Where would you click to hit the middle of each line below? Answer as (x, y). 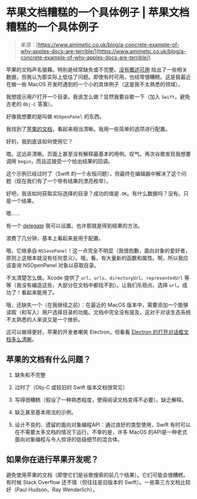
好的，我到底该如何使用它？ (40, 141)
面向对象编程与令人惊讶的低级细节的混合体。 (69, 439)
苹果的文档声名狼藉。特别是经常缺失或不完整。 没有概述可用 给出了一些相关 (97, 69)
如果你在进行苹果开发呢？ (52, 459)
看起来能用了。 (39, 292)
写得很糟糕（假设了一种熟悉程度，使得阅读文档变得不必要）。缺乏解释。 (101, 399)
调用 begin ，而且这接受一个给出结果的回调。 (60, 161)
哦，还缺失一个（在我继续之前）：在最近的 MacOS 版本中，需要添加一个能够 (97, 305)
